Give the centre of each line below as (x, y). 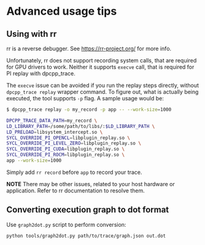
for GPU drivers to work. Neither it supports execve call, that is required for (100, 67)
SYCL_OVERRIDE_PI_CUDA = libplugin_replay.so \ (65, 149)
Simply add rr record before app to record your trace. (74, 172)
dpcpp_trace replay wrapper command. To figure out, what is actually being (102, 92)
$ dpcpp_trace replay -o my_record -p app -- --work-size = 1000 (89, 110)
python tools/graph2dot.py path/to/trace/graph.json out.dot (86, 236)
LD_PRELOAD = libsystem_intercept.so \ (55, 132)
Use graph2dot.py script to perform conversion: (66, 224)
